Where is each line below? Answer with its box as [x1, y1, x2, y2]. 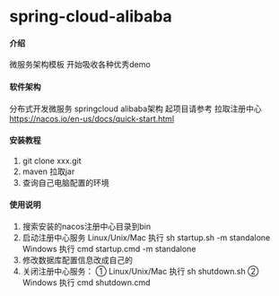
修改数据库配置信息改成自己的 [22, 255, 133, 266]
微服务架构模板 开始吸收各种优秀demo [9, 59, 151, 70]
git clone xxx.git [22, 155, 82, 166]
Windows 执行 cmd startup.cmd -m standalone [22, 244, 196, 254]
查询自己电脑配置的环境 [22, 177, 109, 187]
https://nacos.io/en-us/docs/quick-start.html [9, 113, 175, 124]
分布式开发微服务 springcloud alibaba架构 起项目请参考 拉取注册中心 [9, 103, 262, 114]
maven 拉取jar [22, 166, 75, 177]
